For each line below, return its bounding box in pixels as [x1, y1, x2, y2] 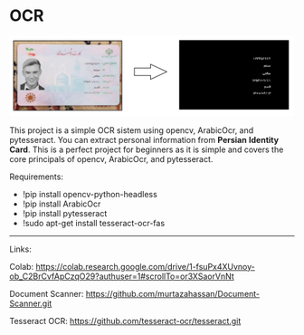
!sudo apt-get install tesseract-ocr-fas [22, 217, 166, 228]
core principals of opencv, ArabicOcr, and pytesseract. [9, 153, 214, 164]
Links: [9, 244, 32, 254]
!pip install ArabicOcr [22, 198, 101, 209]
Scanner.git [9, 298, 52, 309]
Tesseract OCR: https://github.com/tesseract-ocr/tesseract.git [9, 315, 242, 326]
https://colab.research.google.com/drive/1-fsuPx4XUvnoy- [35, 261, 255, 272]
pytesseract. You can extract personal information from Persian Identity [9, 134, 279, 145]
